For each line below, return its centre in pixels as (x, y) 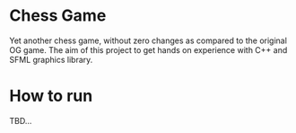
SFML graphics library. (51, 59)
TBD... (21, 120)
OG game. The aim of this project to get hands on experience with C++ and (148, 49)
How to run (51, 96)
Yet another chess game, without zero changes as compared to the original (148, 40)
